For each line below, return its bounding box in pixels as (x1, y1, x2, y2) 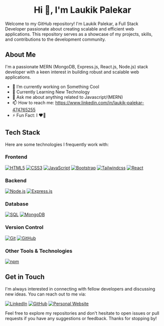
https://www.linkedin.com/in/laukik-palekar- (55, 99, 144, 105)
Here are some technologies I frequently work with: (5, 141, 109, 147)
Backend (5, 177, 27, 184)
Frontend (5, 153, 27, 160)
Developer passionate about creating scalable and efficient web (5, 26, 134, 31)
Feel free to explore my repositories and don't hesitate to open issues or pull (5, 310, 160, 316)
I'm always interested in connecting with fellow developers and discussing (5, 286, 156, 292)
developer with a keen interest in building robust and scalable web (5, 69, 139, 75)
